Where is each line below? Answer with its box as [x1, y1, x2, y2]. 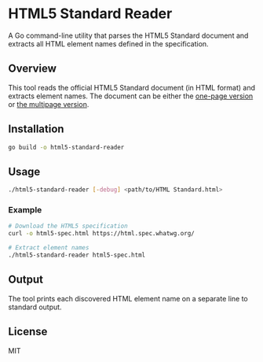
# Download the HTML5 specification [8, 222, 128, 231]
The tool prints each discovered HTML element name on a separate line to [8, 294, 249, 303]
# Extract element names [8, 244, 89, 252]
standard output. [8, 302, 62, 312]
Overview [8, 62, 57, 76]
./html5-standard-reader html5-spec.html [8, 251, 146, 260]
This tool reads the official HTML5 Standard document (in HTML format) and [8, 83, 256, 92]
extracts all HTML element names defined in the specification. [8, 39, 210, 48]
